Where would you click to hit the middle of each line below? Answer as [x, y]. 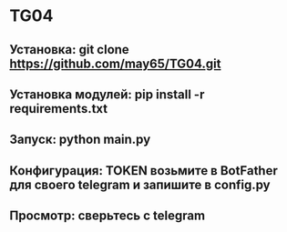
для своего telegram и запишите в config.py [140, 184]
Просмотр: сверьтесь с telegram [108, 216]
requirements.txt [59, 109]
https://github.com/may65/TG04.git [115, 63]
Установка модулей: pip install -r [107, 94]
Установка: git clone [69, 50]
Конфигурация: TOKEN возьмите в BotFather [143, 171]
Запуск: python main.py [80, 140]
